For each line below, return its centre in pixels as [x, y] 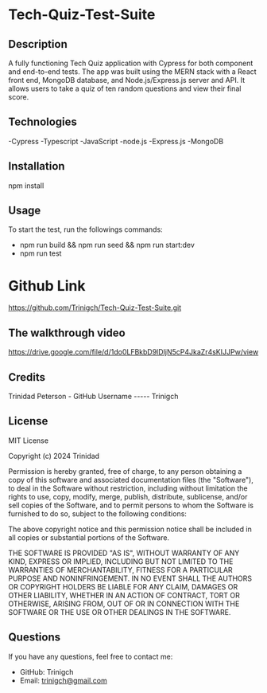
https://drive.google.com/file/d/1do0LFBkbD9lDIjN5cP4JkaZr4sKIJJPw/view [133, 352]
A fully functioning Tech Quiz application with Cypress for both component [131, 63]
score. [19, 97]
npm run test [41, 253]
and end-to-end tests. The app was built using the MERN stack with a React [132, 72]
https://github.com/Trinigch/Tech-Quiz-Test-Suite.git [95, 307]
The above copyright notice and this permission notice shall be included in [130, 529]
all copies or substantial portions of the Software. [89, 537]
